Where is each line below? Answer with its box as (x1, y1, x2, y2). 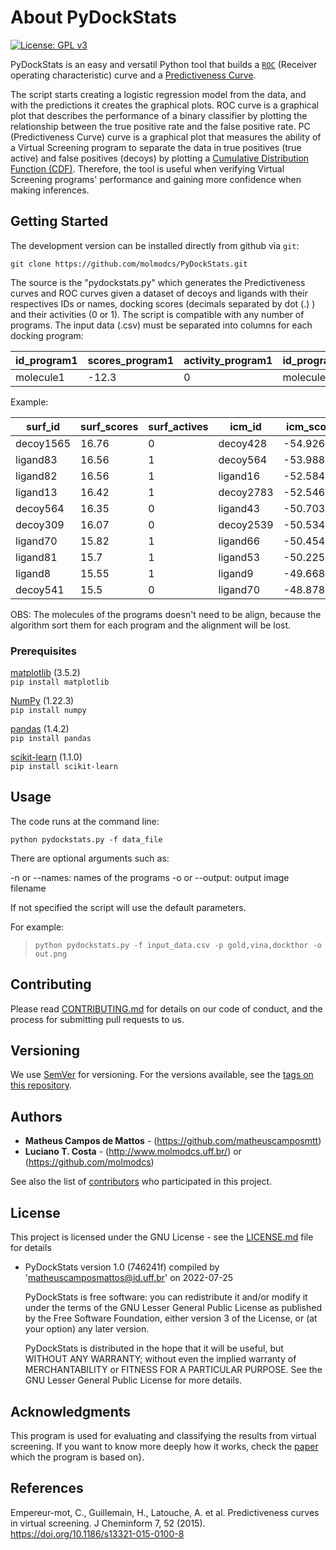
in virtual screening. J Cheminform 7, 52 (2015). (10, 1517, 206, 1529)
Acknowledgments (10, 1403, 132, 1420)
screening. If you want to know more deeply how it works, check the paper (10, 1440, 319, 1452)
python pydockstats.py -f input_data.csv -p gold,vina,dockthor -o (34, 940, 322, 950)
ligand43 (218, 501, 261, 515)
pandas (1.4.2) (10, 723, 70, 735)
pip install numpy (10, 706, 87, 716)
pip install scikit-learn (10, 762, 118, 772)
